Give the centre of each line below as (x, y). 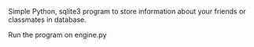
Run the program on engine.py (58, 35)
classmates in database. (47, 20)
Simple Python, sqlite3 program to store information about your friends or (127, 11)
